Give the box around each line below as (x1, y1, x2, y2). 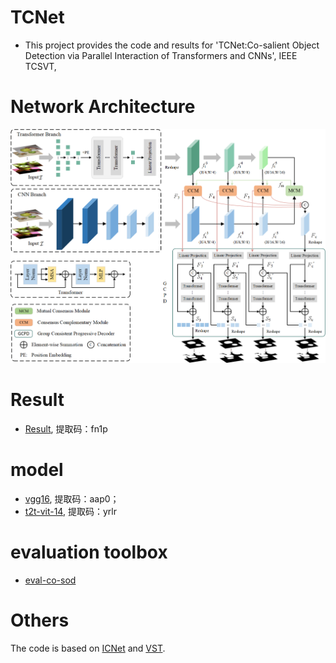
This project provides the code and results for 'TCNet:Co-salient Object (24, 39, 320, 51)
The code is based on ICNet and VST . (10, 642, 166, 655)
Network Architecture (10, 96, 196, 118)
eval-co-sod (24, 574, 77, 586)
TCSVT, (24, 60, 57, 72)
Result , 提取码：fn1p (24, 423, 108, 435)
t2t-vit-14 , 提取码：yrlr (24, 506, 117, 518)
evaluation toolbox (10, 541, 168, 564)
